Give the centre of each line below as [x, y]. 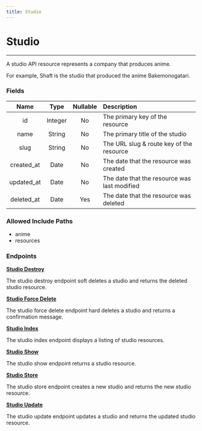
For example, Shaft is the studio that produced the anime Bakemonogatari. [98, 75]
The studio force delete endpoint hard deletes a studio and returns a [91, 311]
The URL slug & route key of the [148, 144]
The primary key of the [135, 117]
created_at [25, 165]
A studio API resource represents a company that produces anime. [89, 64]
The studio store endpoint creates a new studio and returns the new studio [99, 387]
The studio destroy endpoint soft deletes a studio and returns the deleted [97, 281]
